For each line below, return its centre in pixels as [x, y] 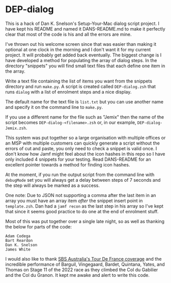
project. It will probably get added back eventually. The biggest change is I [83, 55]
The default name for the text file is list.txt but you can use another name [84, 102]
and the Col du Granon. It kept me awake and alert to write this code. [78, 275]
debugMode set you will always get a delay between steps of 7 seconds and [83, 180]
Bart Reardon [19, 240]
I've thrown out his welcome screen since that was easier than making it [81, 44]
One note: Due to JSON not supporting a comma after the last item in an [81, 195]
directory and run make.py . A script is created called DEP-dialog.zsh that [81, 86]
